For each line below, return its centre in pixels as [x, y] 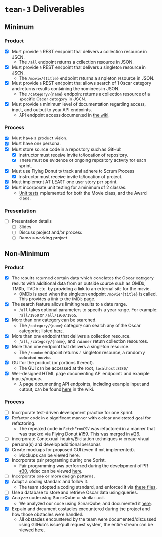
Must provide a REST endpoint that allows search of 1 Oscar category [81, 83]
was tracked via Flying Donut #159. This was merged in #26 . [80, 434]
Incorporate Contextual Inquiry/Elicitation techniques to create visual [81, 439]
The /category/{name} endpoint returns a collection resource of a [84, 94]
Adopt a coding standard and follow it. [50, 482]
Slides [25, 227]
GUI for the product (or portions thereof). [53, 362]
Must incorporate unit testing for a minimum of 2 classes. [69, 187]
